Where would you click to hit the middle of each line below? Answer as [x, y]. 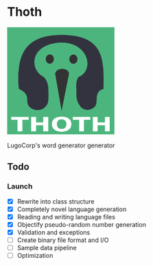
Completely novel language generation [72, 209]
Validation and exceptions [54, 232]
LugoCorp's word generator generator [61, 145]
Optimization [35, 256]
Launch [20, 186]
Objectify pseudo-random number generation [81, 224]
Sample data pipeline [47, 248]
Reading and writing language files [66, 217]
